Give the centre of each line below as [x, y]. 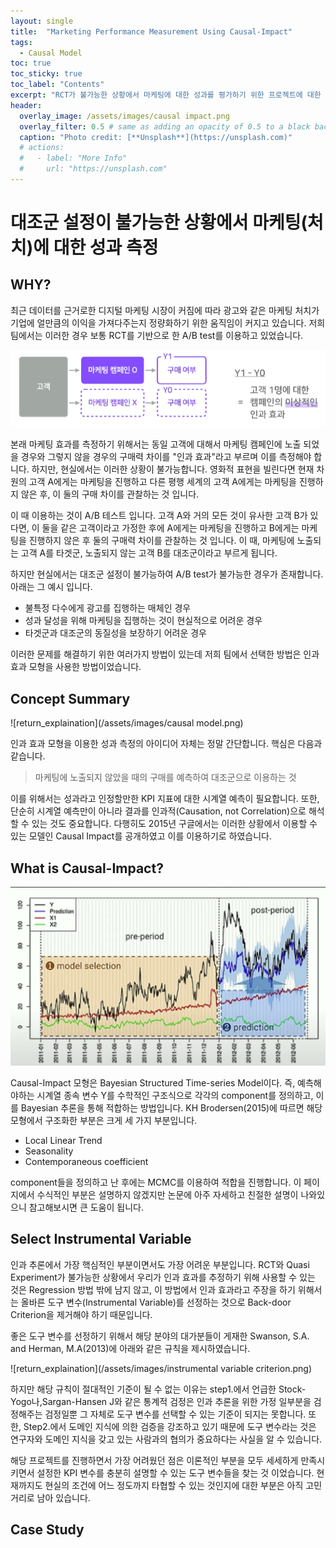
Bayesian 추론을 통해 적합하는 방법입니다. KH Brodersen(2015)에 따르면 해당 [171, 1108]
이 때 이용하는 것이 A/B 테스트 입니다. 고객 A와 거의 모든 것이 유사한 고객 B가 [159, 516]
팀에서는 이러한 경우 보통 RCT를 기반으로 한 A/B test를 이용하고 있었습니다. [157, 335]
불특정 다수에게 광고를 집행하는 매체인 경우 [108, 608]
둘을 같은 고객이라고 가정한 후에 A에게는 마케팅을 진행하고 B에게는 [170, 528]
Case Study [47, 1530]
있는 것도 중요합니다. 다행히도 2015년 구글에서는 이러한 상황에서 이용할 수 [174, 824]
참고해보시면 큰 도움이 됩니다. [86, 1207]
